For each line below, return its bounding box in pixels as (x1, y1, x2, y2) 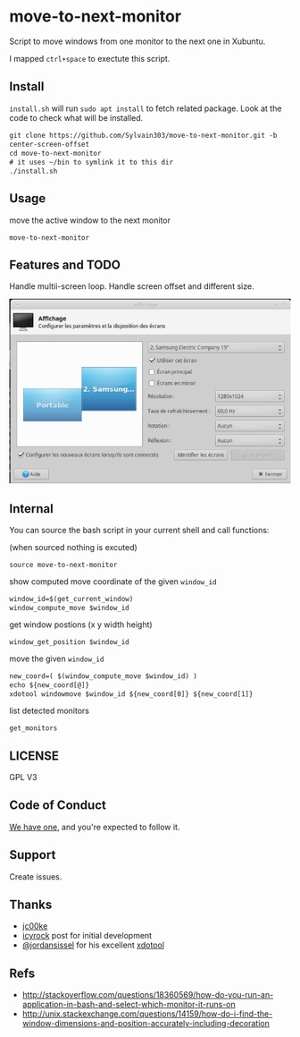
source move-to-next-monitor (9, 561, 118, 570)
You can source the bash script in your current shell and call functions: (9, 525, 270, 536)
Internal (9, 501, 54, 516)
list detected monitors (9, 705, 89, 717)
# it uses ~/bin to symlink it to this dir (9, 157, 174, 166)
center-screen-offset (9, 140, 90, 149)
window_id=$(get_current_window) (9, 595, 134, 604)
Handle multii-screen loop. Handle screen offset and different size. (9, 281, 254, 292)
